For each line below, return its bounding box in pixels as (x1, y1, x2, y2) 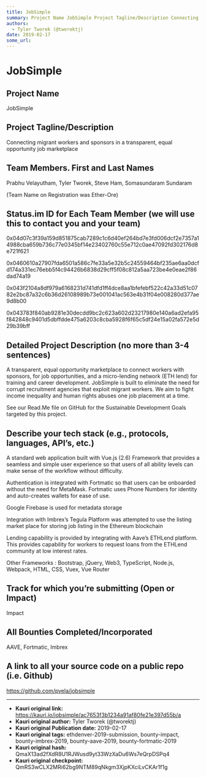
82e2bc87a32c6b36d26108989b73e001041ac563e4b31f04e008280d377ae (6, 291, 199, 298)
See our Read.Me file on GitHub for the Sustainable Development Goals (6, 404, 186, 411)
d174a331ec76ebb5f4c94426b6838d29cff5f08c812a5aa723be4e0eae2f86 (6, 266, 197, 274)
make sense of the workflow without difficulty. (6, 467, 124, 475)
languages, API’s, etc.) (6, 438, 95, 448)
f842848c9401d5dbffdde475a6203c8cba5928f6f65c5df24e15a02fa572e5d (6, 316, 199, 323)
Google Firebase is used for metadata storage (6, 504, 123, 511)
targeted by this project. (6, 410, 67, 418)
